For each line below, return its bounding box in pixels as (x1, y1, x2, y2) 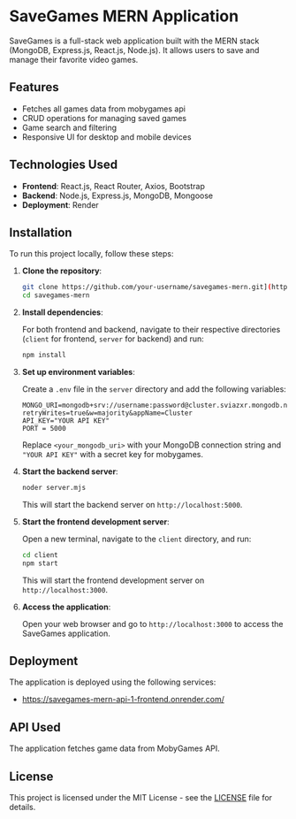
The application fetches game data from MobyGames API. (9, 743, 221, 754)
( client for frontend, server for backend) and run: (21, 333, 205, 344)
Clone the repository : (21, 265, 102, 276)
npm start (21, 559, 59, 568)
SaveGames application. (21, 628, 110, 639)
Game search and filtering (21, 122, 118, 133)
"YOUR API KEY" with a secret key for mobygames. (21, 449, 203, 459)
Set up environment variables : (21, 367, 135, 377)
